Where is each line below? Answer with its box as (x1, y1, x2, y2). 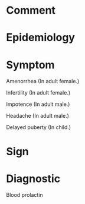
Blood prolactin (6, 192, 43, 199)
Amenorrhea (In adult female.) (6, 78, 80, 85)
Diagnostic (6, 172, 61, 185)
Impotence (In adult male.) (6, 101, 70, 108)
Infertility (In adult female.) (6, 89, 71, 96)
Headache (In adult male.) (6, 112, 70, 120)
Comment (6, 4, 56, 17)
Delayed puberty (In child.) (6, 124, 71, 131)
